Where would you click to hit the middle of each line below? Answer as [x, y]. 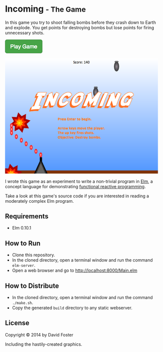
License [17, 323]
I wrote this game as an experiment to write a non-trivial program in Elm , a [79, 181]
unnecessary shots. [25, 33]
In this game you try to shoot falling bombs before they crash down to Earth [81, 22]
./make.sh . [23, 302]
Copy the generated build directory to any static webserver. [72, 308]
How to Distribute [32, 286]
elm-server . [24, 265]
